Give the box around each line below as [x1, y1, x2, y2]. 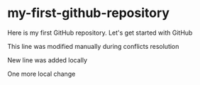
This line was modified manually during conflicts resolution [7, 42, 179, 50]
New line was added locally [7, 55, 87, 64]
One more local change [7, 69, 76, 78]
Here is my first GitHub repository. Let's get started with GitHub [7, 28, 193, 37]
